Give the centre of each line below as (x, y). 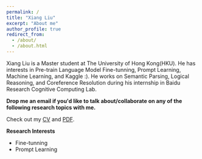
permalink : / (23, 12)
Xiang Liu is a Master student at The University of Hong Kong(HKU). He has (101, 63)
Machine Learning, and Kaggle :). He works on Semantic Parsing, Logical (98, 76)
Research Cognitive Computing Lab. (52, 89)
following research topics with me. (51, 107)
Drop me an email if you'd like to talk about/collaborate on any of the (94, 101)
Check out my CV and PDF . (40, 119)
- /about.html (30, 46)
